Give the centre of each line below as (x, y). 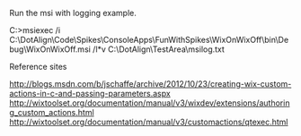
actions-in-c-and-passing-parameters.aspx (90, 93)
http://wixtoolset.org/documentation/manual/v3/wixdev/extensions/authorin (150, 103)
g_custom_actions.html (52, 112)
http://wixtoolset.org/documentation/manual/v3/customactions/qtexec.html (149, 122)
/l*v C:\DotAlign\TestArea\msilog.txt (159, 49)
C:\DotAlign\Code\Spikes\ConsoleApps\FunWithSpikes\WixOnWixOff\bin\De (149, 40)
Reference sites (38, 67)
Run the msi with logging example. (73, 13)
